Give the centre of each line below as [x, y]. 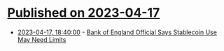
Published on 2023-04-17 [84, 13]
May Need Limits [42, 39]
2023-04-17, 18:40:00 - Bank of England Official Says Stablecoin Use [117, 32]
